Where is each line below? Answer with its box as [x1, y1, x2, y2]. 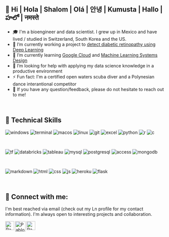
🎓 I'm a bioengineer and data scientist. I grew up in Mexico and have [12, 29, 157, 35]
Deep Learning [12, 46, 44, 52]
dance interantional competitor [12, 81, 77, 87]
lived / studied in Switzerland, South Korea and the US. [12, 36, 127, 42]
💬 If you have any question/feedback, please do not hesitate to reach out [12, 86, 164, 92]
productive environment [12, 68, 63, 74]
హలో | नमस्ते [5, 14, 39, 22]
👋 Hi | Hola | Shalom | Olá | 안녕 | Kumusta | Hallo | [5, 5, 163, 14]
